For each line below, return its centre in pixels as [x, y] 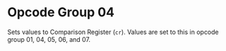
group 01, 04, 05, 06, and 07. [49, 39]
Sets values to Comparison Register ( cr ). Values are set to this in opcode [113, 32]
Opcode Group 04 [61, 12]
